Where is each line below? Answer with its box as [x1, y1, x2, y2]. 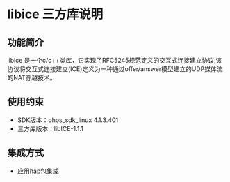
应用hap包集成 [17, 167, 59, 175]
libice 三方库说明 [7, 6, 104, 22]
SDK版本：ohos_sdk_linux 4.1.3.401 [17, 116, 119, 124]
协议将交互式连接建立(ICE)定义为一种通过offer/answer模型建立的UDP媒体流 [7, 65, 224, 73]
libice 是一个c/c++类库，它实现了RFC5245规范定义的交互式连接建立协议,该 [7, 56, 222, 64]
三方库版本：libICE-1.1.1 [17, 124, 83, 132]
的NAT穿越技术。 [7, 74, 57, 82]
